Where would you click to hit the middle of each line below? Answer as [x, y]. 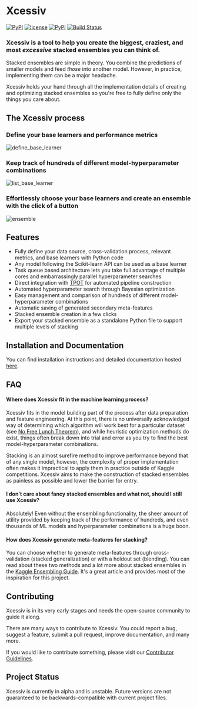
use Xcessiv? [23, 500]
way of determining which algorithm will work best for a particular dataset [96, 425]
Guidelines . [20, 658]
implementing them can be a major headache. [62, 76]
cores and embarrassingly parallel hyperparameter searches [88, 276]
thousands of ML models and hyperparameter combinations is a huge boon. [98, 526]
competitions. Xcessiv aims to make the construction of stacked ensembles [98, 474]
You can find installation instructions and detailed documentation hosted [94, 360]
